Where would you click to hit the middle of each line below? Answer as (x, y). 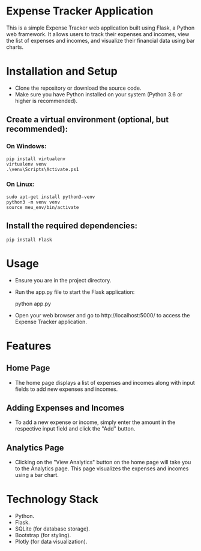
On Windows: (26, 146)
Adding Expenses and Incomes (65, 408)
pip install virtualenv (36, 159)
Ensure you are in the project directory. (63, 280)
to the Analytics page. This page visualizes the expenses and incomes (102, 469)
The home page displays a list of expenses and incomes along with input (105, 382)
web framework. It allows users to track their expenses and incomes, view (98, 34)
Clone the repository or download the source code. (78, 88)
